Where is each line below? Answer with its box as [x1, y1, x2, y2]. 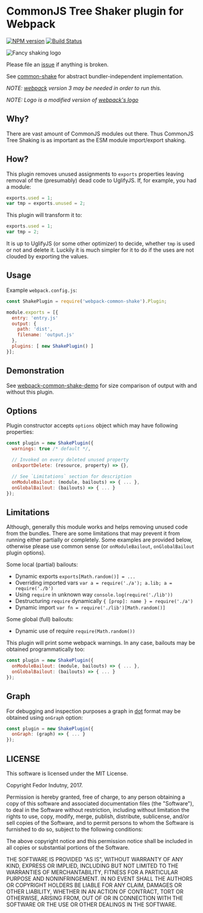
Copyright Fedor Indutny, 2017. [6, 781, 83, 788]
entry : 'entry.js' [12, 315, 59, 321]
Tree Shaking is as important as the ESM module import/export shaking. [6, 136, 187, 143]
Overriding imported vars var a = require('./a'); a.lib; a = [15, 579, 173, 587]
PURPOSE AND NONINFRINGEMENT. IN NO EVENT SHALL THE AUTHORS [6, 875, 193, 882]
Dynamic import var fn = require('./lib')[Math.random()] [15, 604, 166, 612]
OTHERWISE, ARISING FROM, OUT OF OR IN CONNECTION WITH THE [6, 894, 184, 901]
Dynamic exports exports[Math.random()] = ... [15, 573, 136, 580]
